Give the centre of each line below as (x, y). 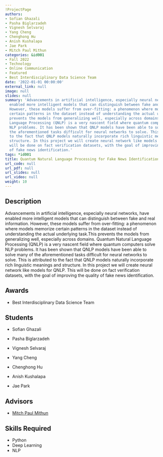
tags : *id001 (18, 154)
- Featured (16, 73)
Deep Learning (27, 445)
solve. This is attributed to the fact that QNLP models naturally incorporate (79, 260)
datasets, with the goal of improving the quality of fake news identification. (80, 275)
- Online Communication (29, 69)
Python (19, 440)
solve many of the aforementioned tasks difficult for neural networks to (76, 254)
